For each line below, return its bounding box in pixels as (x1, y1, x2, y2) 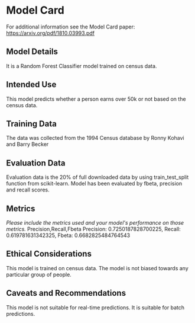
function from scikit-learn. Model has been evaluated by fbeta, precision (6, 180, 182, 187)
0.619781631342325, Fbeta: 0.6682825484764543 (6, 232, 131, 239)
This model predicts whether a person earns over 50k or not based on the (6, 95, 186, 103)
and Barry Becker (6, 140, 49, 148)
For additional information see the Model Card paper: (6, 23, 135, 30)
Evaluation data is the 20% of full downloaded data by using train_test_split (6, 174, 189, 181)
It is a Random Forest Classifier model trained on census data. (6, 62, 157, 69)
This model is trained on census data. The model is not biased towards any (6, 264, 189, 271)
